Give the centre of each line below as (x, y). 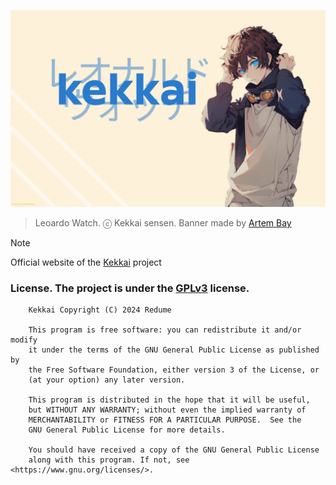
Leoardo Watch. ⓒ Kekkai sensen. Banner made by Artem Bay (163, 223)
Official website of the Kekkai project (86, 262)
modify (24, 340)
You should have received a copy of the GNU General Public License (174, 450)
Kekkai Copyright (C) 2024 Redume (100, 310)
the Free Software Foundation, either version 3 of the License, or (174, 370)
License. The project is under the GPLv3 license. (130, 288)
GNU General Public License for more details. (127, 430)
